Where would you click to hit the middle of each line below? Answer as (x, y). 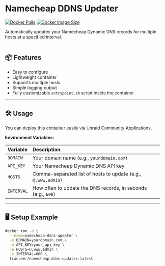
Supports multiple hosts (36, 82)
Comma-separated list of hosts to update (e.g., (87, 174)
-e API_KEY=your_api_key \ (37, 245)
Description (46, 149)
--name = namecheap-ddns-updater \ (44, 236)
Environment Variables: (30, 137)
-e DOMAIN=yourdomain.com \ (38, 240)
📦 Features (23, 58)
